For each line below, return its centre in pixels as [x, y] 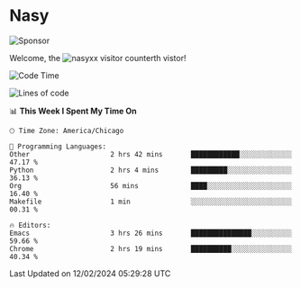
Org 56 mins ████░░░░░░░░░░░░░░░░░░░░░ [151, 185]
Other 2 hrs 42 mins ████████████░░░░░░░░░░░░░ [151, 154]
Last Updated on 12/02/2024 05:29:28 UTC [90, 273]
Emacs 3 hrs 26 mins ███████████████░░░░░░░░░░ [151, 233]
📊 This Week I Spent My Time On [73, 111]
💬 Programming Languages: [58, 146]
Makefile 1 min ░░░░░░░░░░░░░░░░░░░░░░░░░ [151, 202]
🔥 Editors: [30, 225]
